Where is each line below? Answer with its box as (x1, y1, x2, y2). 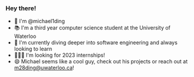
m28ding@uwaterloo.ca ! (14, 64, 74, 72)
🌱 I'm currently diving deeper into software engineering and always (14, 39, 178, 46)
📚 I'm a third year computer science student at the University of (14, 24, 171, 31)
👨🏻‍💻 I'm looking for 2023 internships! (14, 52, 106, 59)
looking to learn (14, 46, 52, 53)
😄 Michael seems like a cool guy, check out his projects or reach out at (14, 58, 188, 65)
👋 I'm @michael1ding (14, 18, 65, 25)
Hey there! (5, 4, 37, 12)
